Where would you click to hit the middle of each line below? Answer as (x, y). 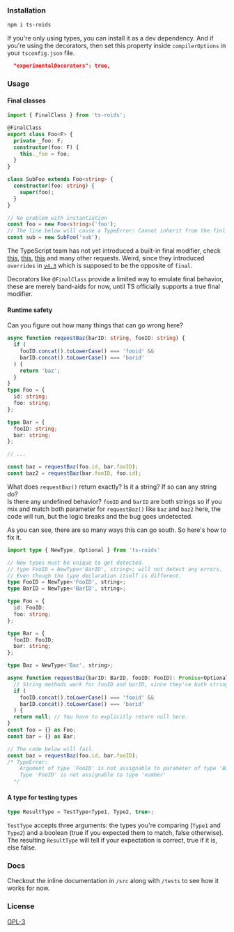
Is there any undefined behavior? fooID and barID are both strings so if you (115, 501)
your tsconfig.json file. (41, 53)
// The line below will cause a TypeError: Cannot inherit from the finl (117, 231)
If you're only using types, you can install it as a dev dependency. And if (110, 38)
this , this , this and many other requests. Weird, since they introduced (106, 258)
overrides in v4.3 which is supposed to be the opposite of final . (100, 266)
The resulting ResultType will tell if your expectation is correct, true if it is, (112, 841)
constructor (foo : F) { (46, 147)
